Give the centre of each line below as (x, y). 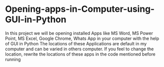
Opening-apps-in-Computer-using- (80, 9)
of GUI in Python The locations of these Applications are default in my (76, 43)
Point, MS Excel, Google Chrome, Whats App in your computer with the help (82, 38)
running (13, 59)
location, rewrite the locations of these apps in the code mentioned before (80, 54)
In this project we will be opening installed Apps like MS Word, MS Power (79, 33)
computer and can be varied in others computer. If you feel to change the (80, 49)
